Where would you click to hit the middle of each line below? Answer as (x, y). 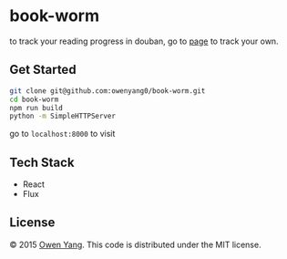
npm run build (36, 108)
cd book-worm (34, 99)
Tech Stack (42, 162)
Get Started (43, 70)
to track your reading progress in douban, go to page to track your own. (144, 41)
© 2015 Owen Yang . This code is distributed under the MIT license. (135, 244)
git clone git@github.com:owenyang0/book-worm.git (108, 91)
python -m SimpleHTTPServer (63, 116)
